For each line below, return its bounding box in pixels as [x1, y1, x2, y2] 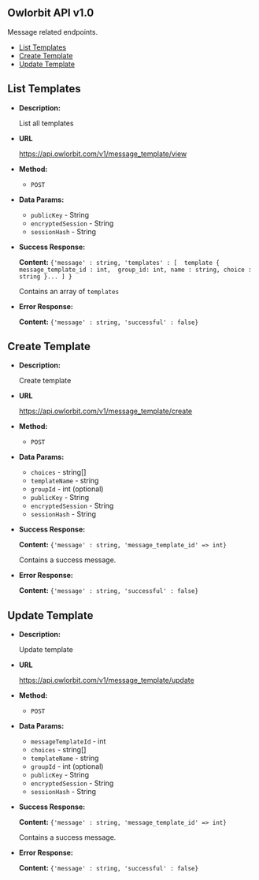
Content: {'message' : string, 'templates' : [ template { [18, 257, 220, 267]
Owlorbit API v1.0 [7, 6, 94, 20]
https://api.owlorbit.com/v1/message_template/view [18, 149, 187, 158]
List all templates [18, 118, 74, 128]
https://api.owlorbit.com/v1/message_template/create [18, 406, 193, 416]
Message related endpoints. [7, 27, 98, 36]
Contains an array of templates [18, 286, 120, 296]
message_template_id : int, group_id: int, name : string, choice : [18, 266, 253, 274]
